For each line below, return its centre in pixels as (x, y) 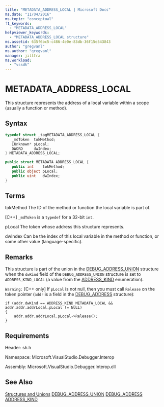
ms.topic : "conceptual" (29, 19)
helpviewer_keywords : (27, 33)
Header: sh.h (18, 348)
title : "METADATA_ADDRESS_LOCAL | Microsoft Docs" (58, 10)
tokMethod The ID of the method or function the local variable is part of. (78, 208)
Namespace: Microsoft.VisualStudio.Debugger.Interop (60, 357)
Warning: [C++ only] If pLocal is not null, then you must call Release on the (80, 289)
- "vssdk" (19, 65)
